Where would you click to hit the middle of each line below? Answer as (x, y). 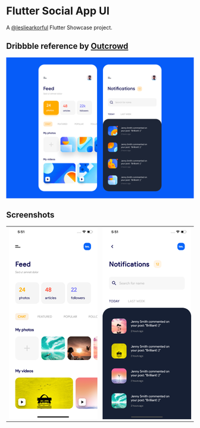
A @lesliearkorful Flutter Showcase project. (60, 27)
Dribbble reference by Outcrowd (67, 46)
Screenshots (30, 215)
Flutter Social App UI (58, 11)
